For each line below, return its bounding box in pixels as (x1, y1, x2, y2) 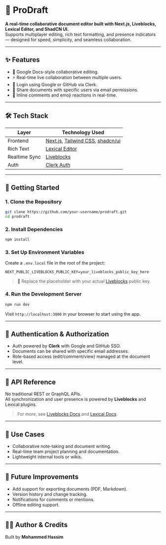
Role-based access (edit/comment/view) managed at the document (12, 354, 151, 360)
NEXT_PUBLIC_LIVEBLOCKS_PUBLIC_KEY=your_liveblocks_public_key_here (5, 270, 149, 274)
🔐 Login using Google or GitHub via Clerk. (12, 81, 97, 87)
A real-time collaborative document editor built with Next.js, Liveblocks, (5, 21, 157, 27)
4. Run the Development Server (5, 291, 82, 298)
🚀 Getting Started (5, 183, 60, 192)
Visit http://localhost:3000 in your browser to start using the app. (5, 311, 141, 317)
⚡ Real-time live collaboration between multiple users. (12, 74, 123, 80)
